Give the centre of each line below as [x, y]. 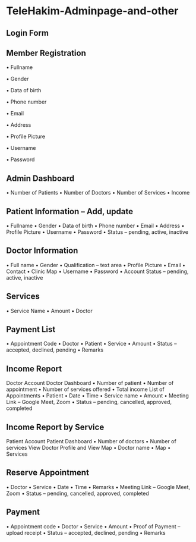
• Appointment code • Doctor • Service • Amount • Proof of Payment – [93, 526]
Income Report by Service [55, 427]
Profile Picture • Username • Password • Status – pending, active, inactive [97, 232]
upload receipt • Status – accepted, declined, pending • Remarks [86, 532]
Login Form [28, 33]
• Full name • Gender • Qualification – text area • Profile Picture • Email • [96, 265]
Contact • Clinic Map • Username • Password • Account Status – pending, [97, 271]
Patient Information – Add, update [70, 212]
